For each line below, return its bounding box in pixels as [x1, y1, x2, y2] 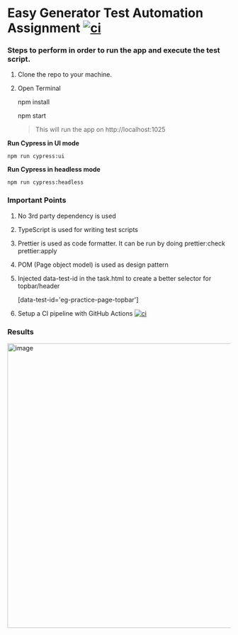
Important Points [7, 195, 67, 205]
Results [7, 326, 34, 336]
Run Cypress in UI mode [7, 139, 80, 148]
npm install [17, 98, 50, 106]
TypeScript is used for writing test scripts [17, 225, 138, 233]
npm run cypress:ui [7, 153, 65, 160]
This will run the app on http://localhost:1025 [35, 126, 166, 134]
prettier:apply [17, 246, 57, 255]
